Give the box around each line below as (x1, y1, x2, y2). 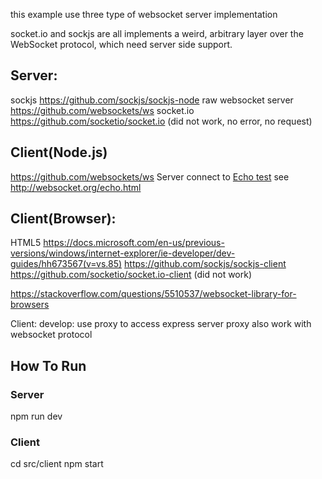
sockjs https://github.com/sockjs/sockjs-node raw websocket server (10, 94, 294, 106)
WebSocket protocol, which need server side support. (10, 39, 233, 50)
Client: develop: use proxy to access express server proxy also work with (10, 318, 312, 330)
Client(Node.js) (10, 144, 108, 161)
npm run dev (10, 410, 63, 423)
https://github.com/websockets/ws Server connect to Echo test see (10, 170, 290, 183)
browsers (10, 299, 50, 311)
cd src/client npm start (10, 458, 104, 470)
